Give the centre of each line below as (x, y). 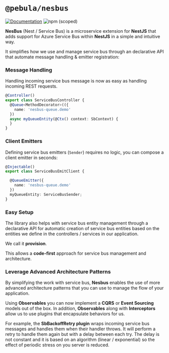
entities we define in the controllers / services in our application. (72, 234)
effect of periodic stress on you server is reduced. (57, 345)
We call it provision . (26, 243)
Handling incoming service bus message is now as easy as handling (76, 81)
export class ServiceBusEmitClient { (45, 171)
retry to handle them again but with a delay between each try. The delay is (82, 334)
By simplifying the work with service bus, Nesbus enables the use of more (83, 283)
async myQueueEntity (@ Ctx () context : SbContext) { (64, 119)
